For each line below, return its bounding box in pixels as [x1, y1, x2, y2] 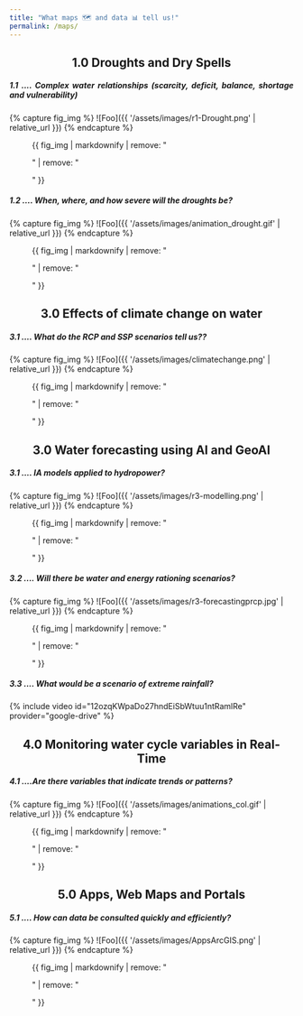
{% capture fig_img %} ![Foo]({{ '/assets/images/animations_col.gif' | [9, 799, 267, 809]
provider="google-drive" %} [9, 710, 115, 722]
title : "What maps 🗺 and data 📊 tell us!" [9, 13, 179, 23]
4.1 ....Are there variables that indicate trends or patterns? [9, 776, 233, 787]
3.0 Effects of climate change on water [40, 306, 263, 321]
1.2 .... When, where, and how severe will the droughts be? [9, 195, 233, 206]
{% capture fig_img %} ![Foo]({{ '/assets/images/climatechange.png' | [9, 354, 271, 365]
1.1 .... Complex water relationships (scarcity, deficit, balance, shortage [9, 80, 294, 91]
